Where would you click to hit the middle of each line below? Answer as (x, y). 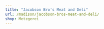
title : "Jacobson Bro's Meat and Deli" (47, 10)
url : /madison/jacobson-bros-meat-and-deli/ (52, 14)
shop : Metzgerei (22, 19)
